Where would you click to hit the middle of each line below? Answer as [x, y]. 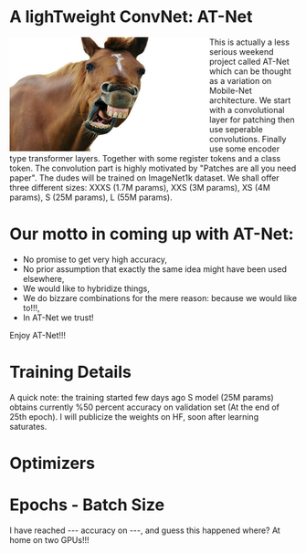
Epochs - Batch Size [87, 505]
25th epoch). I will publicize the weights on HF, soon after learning [134, 416]
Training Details [71, 372]
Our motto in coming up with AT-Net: [152, 234]
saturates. [28, 426]
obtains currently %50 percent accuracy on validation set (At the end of [145, 407]
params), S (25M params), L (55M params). [91, 197]
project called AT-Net [249, 61]
